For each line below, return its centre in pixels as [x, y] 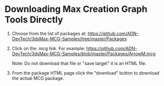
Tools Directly [34, 20]
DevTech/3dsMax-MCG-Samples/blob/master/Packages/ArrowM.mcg [84, 54]
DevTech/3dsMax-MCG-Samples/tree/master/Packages [69, 39]
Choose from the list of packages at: [49, 33]
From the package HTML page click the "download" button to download [85, 73]
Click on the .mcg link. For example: [48, 48]
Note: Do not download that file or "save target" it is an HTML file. [79, 63]
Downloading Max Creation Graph [76, 9]
